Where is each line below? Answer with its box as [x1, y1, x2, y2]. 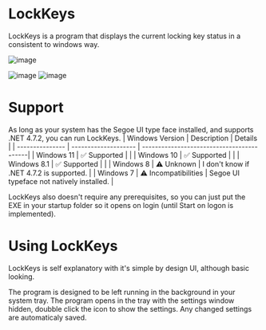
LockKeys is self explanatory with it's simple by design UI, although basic [8, 263, 250, 273]
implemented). [8, 209, 56, 218]
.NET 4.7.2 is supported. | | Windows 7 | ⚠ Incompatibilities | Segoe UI [8, 168, 240, 178]
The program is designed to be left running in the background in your [8, 287, 236, 297]
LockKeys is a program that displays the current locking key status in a [8, 31, 241, 41]
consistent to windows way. [8, 39, 100, 49]
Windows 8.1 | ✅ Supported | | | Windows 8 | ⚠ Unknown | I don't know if [8, 159, 250, 168]
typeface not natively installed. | [8, 176, 114, 186]
